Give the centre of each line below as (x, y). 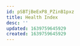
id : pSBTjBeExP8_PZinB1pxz (40, 12)
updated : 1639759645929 (36, 28)
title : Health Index (32, 17)
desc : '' (17, 23)
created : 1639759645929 (36, 34)
